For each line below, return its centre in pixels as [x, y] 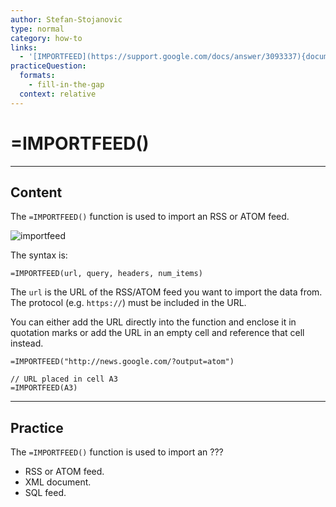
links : [24, 47]
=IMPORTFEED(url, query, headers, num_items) [106, 274]
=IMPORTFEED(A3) [44, 388]
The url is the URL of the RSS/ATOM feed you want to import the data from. [166, 292]
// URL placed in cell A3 [64, 379]
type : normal [37, 29]
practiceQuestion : [48, 66]
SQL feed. [45, 493]
